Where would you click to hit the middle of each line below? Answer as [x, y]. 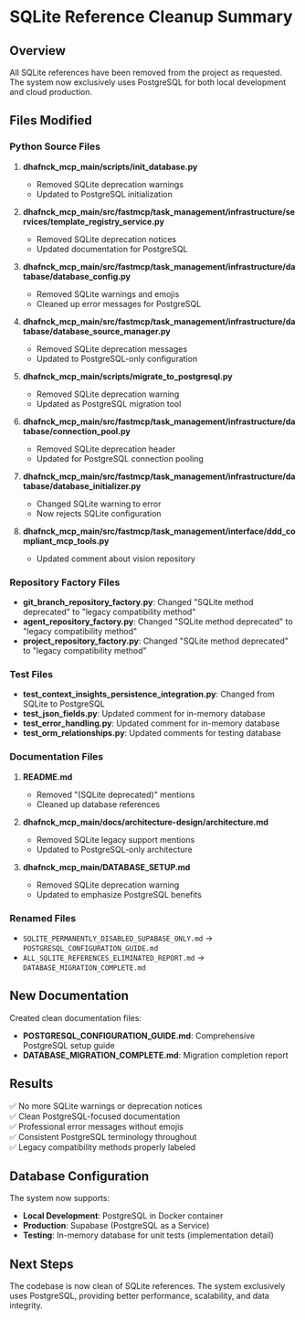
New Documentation [69, 996]
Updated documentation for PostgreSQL [112, 249]
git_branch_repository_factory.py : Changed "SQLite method [138, 601]
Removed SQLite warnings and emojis [108, 293]
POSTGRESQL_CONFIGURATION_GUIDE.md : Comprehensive [139, 1036]
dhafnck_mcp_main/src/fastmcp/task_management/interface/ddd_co [159, 531]
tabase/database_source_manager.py [96, 331]
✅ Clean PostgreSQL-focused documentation [95, 1116]
